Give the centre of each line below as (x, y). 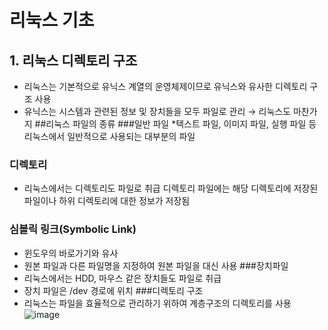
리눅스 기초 (52, 20)
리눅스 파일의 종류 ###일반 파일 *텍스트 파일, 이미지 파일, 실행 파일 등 (181, 124)
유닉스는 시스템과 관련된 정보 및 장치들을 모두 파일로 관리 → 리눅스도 (157, 111)
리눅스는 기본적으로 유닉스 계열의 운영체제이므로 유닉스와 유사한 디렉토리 (165, 86)
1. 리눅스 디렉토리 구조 (73, 60)
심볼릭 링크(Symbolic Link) (73, 229)
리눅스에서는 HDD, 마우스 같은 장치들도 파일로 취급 (122, 278)
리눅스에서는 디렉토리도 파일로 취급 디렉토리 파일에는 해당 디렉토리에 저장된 (171, 188)
